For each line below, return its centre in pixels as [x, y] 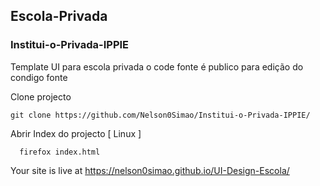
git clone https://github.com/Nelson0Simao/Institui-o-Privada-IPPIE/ [160, 115]
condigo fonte [39, 77]
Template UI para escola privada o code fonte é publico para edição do [157, 66]
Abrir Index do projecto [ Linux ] [76, 133]
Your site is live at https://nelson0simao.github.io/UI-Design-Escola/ [150, 170]
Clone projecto [41, 96]
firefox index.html [60, 152]
